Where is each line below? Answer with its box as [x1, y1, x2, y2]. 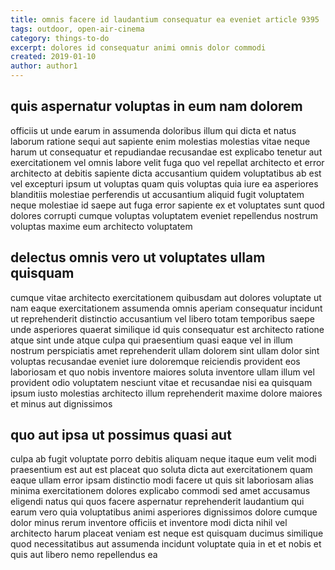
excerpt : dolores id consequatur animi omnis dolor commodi [10, 42, 267, 53]
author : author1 [10, 61, 78, 71]
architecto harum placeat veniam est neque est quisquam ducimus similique [10, 527, 324, 540]
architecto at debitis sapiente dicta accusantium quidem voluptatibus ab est [10, 167, 322, 179]
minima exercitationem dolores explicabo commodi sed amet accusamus [10, 485, 311, 497]
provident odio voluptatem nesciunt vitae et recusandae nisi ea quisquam [10, 376, 313, 388]
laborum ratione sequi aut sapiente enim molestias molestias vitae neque [10, 135, 311, 147]
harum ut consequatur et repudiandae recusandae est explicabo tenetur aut [10, 146, 323, 158]
